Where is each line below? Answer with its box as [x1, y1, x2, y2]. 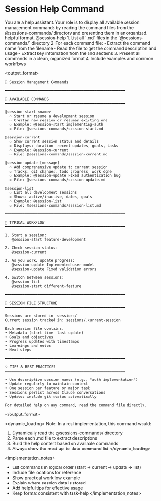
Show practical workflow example [12, 475, 80, 481]
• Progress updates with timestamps [5, 339, 79, 344]
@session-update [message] [5, 160, 60, 165]
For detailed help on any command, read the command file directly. [5, 402, 147, 408]
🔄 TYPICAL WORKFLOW [5, 220, 45, 225]
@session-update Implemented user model [11, 262, 95, 267]
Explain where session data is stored [12, 480, 86, 485]
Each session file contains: [5, 326, 64, 331]
